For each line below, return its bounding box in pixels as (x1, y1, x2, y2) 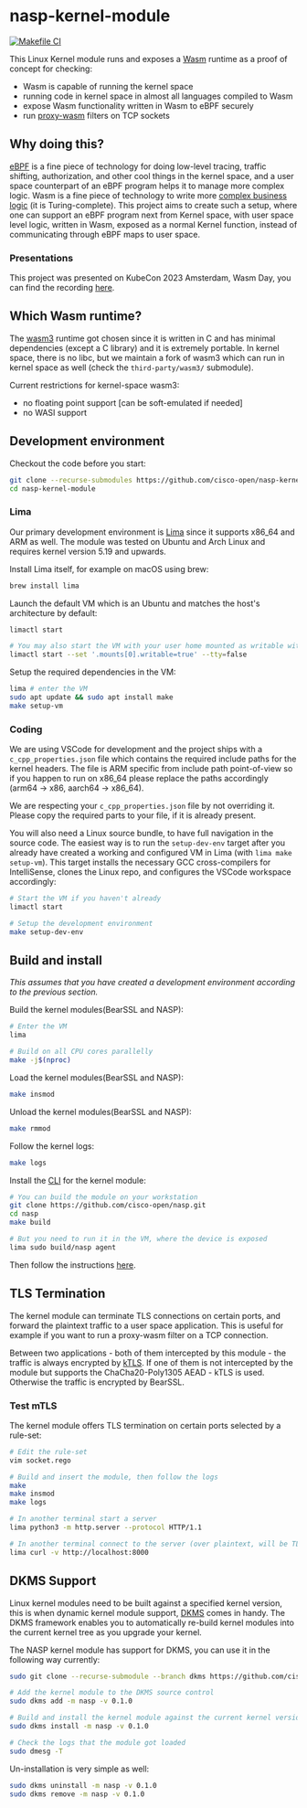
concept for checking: (9, 63, 93, 74)
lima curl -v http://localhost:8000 (9, 1547, 149, 1557)
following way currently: (9, 1654, 101, 1664)
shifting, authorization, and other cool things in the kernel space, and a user (9, 170, 294, 181)
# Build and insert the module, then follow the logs (9, 1473, 219, 1482)
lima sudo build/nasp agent (9, 1242, 117, 1252)
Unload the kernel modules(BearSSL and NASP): (9, 1106, 192, 1117)
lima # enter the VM (9, 685, 89, 694)
